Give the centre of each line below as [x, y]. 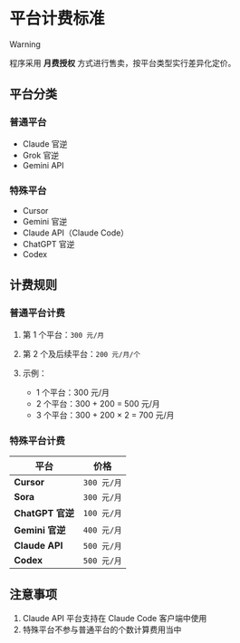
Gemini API [43, 165]
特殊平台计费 [38, 440]
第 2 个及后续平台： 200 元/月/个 [81, 353]
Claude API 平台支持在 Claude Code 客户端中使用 [115, 618]
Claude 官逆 [45, 144]
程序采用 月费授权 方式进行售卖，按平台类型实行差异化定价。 [123, 62]
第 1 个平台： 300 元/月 [63, 334]
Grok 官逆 [41, 155]
